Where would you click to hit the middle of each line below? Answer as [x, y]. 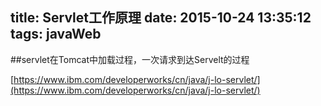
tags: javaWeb [56, 34]
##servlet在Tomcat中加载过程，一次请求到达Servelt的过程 [130, 59]
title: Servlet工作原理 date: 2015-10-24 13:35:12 [161, 18]
